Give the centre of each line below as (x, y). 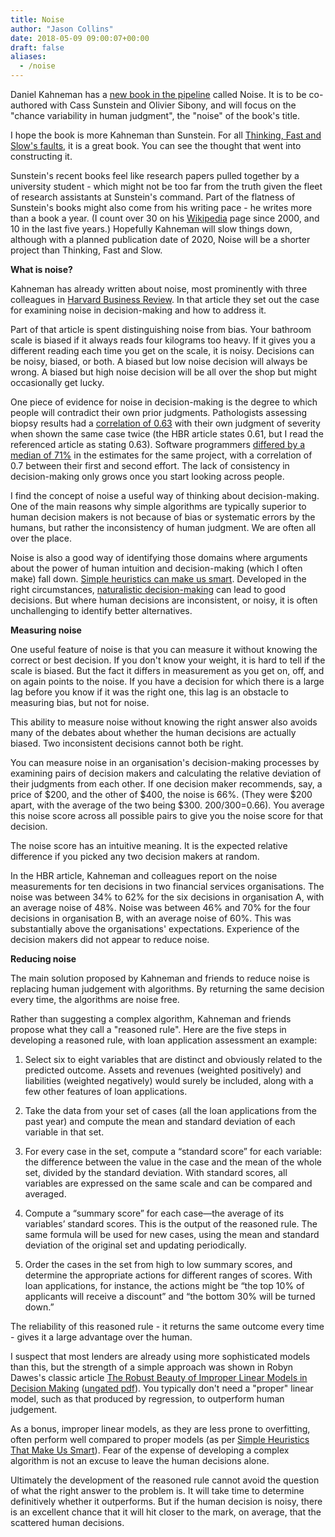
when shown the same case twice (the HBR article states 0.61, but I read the (167, 434)
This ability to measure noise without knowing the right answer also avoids (164, 722)
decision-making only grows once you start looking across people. (147, 476)
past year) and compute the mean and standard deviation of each (160, 1121)
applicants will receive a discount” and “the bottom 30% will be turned (170, 1296)
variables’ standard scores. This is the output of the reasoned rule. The (171, 1224)
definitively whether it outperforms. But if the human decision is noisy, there (166, 1501)
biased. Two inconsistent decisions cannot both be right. (127, 743)
